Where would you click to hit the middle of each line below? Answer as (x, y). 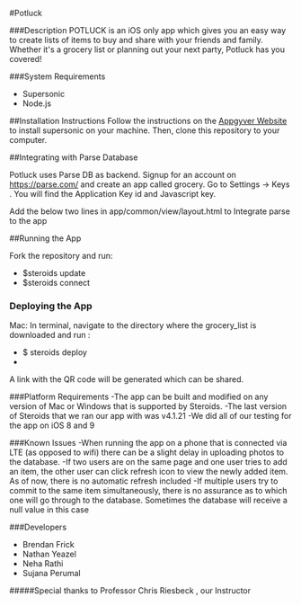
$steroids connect (56, 283)
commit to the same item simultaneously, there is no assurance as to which (148, 491)
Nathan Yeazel (49, 554)
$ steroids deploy (55, 352)
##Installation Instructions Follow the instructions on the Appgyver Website (148, 121)
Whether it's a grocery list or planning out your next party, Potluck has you (147, 49)
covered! (26, 59)
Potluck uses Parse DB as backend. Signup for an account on (123, 175)
